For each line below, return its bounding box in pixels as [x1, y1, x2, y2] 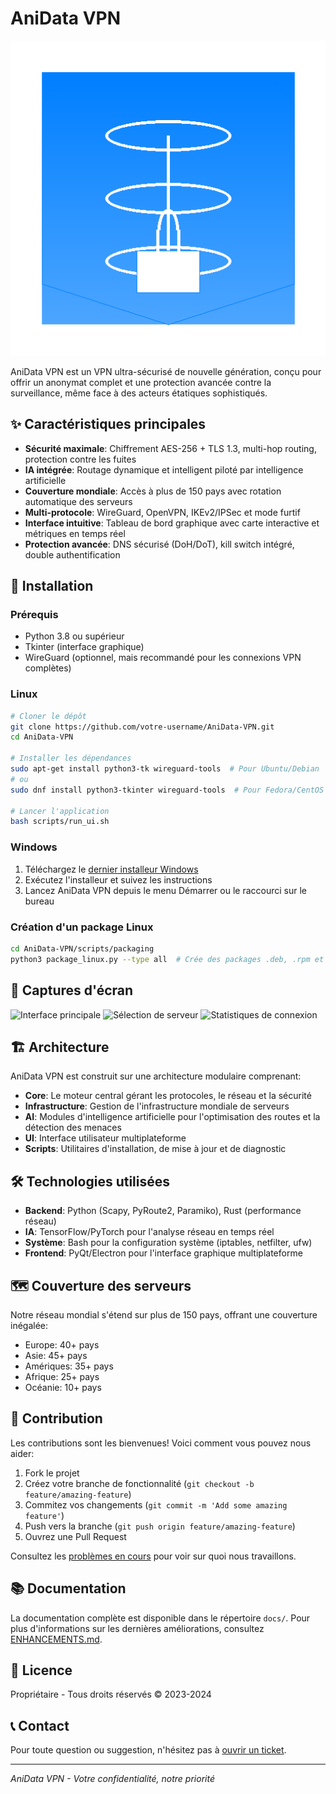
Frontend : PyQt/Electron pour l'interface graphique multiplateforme [24, 1247, 303, 1259]
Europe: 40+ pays [24, 1338, 100, 1351]
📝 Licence [10, 1662, 73, 1679]
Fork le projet [24, 1467, 80, 1479]
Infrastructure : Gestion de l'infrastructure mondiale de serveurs [24, 1100, 290, 1112]
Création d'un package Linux [10, 920, 154, 934]
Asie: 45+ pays [24, 1349, 88, 1361]
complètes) [24, 662, 72, 674]
